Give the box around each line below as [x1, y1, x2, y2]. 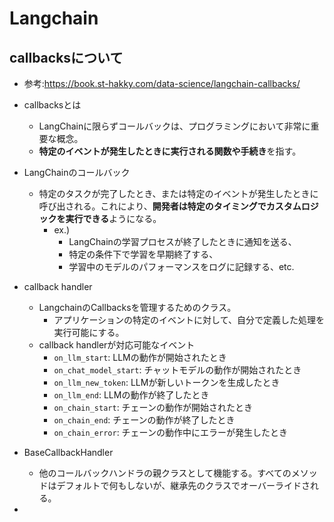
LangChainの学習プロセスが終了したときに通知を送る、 [68, 236, 297, 247]
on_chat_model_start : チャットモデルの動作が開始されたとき [53, 364, 302, 376]
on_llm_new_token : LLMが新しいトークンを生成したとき [53, 377, 281, 388]
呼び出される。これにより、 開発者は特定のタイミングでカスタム [38, 200, 302, 212]
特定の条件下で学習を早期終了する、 [68, 248, 219, 260]
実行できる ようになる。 [65, 213, 162, 224]
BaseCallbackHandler [23, 447, 114, 458]
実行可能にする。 [53, 327, 125, 338]
